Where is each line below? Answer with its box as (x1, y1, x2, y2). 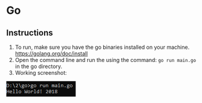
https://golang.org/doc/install (14, 50, 88, 57)
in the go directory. (14, 63, 63, 70)
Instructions (6, 28, 53, 38)
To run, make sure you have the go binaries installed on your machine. (14, 43, 190, 51)
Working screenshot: (14, 69, 68, 76)
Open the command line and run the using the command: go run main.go (14, 57, 197, 63)
